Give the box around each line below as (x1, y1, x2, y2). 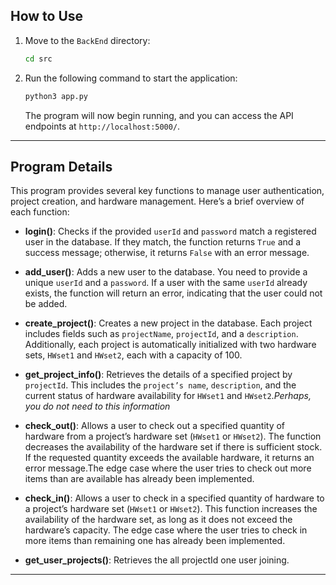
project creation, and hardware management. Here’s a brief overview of (10, 195, 305, 208)
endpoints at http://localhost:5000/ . (24, 120, 181, 132)
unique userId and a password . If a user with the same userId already (24, 277, 308, 289)
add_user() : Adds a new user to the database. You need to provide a (24, 266, 308, 278)
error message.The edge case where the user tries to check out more (24, 462, 312, 474)
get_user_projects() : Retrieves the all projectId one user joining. (24, 554, 290, 566)
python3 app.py (24, 91, 89, 101)
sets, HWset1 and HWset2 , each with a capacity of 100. (24, 349, 243, 361)
